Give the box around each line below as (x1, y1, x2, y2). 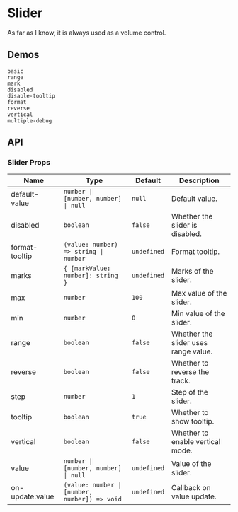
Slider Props (7, 158, 51, 168)
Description (179, 175, 220, 185)
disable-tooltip (7, 92, 55, 100)
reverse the (171, 367, 210, 377)
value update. (171, 491, 217, 501)
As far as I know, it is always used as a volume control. (7, 28, 166, 37)
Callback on (171, 483, 211, 493)
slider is (171, 221, 198, 231)
